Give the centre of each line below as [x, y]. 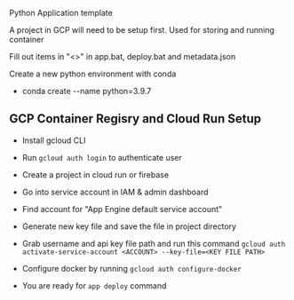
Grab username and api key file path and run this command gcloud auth [154, 243]
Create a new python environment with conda [93, 74]
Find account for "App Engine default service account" [122, 209]
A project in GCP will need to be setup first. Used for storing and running [142, 30]
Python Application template [61, 13]
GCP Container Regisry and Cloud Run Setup [135, 119]
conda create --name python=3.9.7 [87, 91]
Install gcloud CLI [54, 140]
